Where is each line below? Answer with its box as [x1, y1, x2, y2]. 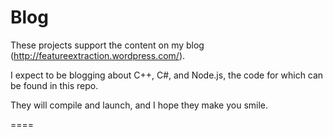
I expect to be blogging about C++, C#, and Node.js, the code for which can [10, 69, 324, 81]
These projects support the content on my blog [10, 39, 205, 51]
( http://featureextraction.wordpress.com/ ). [10, 49, 186, 61]
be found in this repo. [10, 79, 99, 91]
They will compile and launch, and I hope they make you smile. [10, 99, 269, 111]
